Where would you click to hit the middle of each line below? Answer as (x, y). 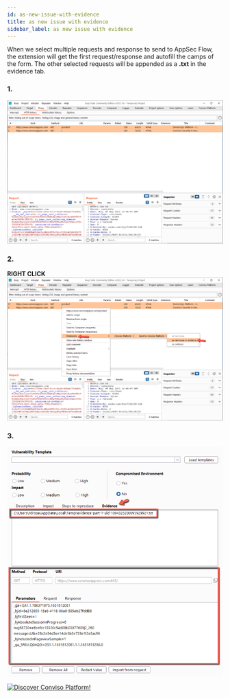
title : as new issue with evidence (58, 22)
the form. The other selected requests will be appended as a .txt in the (107, 64)
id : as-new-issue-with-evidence (53, 14)
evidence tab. (26, 71)
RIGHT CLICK (26, 274)
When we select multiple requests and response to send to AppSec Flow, (110, 49)
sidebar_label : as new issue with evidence (70, 29)
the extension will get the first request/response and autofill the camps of (111, 57)
